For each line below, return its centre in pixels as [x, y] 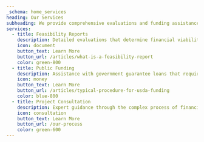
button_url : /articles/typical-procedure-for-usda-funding [93, 91]
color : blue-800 [38, 96]
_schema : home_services [36, 12]
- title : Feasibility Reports [50, 34]
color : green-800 [39, 62]
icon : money [32, 79]
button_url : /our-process [50, 124]
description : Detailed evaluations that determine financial [96, 40]
